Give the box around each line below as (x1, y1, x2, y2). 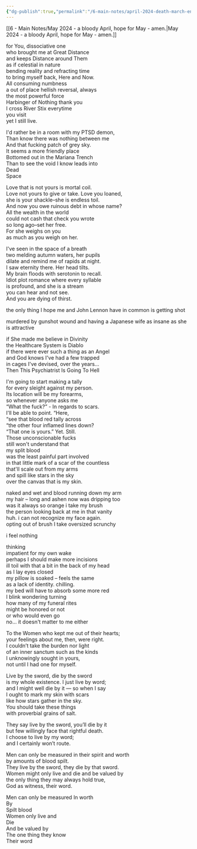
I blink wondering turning (6, 593, 67, 600)
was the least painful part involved (6, 453, 89, 460)
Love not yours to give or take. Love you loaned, (6, 190, 123, 197)
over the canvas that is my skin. (6, 478, 83, 485)
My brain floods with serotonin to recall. (6, 270, 103, 277)
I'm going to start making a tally (6, 378, 83, 385)
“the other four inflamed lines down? (6, 421, 94, 429)
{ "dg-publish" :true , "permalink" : (6, 8, 88, 15)
